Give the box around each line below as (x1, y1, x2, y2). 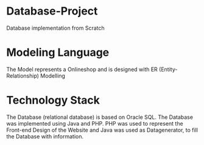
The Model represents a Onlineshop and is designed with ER (6, 66, 158, 73)
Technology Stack (6, 93, 100, 107)
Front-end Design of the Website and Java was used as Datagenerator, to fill (6, 126, 198, 133)
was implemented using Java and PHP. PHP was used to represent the (6, 120, 184, 127)
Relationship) (6, 72, 40, 79)
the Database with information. (6, 132, 84, 140)
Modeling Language (6, 46, 110, 59)
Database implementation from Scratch (6, 24, 105, 32)
